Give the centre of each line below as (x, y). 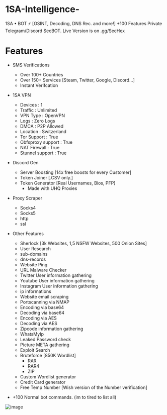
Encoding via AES (38, 318)
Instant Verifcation (39, 85)
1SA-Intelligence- (42, 9)
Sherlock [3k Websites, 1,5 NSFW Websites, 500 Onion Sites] (83, 243)
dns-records (33, 259)
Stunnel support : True (43, 153)
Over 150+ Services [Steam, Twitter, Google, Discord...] (77, 80)
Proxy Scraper (27, 198)
